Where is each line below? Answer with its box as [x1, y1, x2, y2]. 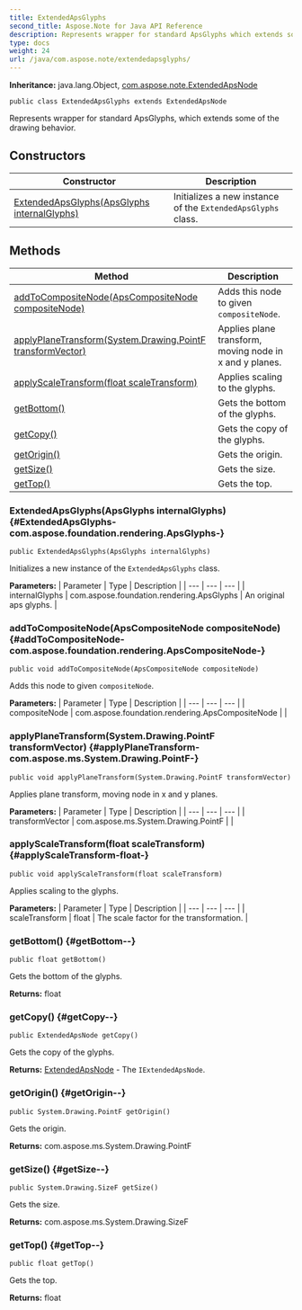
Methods [9, 244, 61, 259]
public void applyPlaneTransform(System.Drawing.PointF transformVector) [9, 772, 292, 782]
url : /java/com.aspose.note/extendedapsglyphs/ [9, 55, 191, 64]
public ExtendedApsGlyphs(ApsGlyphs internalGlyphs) [9, 547, 211, 556]
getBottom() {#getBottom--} [9, 934, 137, 947]
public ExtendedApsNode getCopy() [9, 1031, 139, 1040]
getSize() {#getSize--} [9, 1163, 110, 1175]
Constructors [9, 148, 86, 164]
